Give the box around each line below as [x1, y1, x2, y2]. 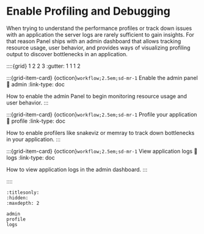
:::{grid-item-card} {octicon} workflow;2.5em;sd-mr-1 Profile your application [6, 111, 197, 118]
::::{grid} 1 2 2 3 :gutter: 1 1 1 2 [6, 62, 81, 70]
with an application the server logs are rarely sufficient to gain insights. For [6, 31, 194, 38]
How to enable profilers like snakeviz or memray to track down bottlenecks [6, 129, 195, 136]
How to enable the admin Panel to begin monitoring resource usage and [6, 92, 188, 100]
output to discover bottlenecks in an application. [6, 50, 128, 57]
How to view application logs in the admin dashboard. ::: [6, 166, 148, 173]
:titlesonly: [6, 189, 40, 196]
